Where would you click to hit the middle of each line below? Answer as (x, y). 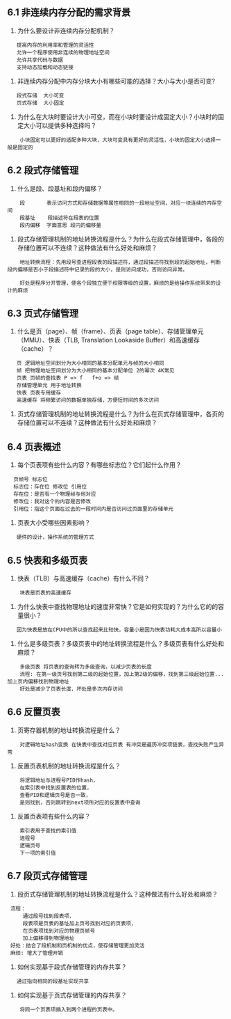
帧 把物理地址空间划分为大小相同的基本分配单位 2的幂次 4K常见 (95, 371)
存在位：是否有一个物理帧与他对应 (55, 494)
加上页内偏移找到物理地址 (38, 682)
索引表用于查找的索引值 (48, 830)
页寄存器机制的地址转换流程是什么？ (69, 730)
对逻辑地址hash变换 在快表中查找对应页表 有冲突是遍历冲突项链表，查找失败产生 (119, 744)
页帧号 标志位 (31, 480)
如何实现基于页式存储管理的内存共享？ (72, 995)
